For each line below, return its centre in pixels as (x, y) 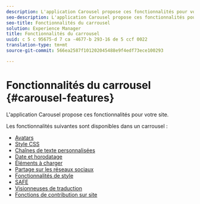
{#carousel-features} (60, 98)
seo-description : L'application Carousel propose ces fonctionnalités (96, 17)
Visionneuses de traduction (48, 188)
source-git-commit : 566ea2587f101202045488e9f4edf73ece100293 (85, 51)
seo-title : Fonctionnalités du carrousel (58, 23)
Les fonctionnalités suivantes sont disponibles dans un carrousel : (87, 126)
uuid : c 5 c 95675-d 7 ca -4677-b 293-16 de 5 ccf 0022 (77, 39)
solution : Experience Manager (44, 28)
